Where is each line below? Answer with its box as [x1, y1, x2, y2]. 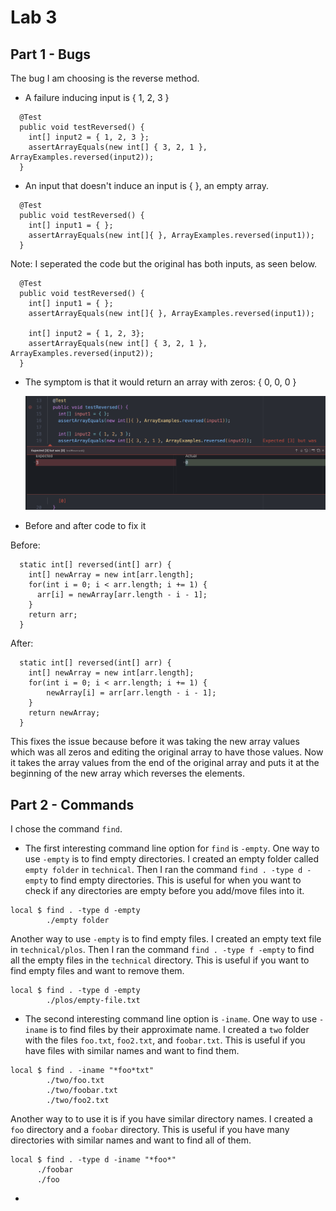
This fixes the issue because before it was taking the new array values [10, 736, 300, 748]
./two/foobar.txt [46, 1086, 118, 1096]
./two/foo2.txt [46, 1096, 110, 1106]
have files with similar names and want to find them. [24, 1045, 240, 1057]
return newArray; [28, 708, 101, 718]
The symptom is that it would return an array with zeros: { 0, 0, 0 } [24, 376, 297, 388]
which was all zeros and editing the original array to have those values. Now [10, 746, 324, 758]
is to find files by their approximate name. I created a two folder [49, 1024, 310, 1036]
